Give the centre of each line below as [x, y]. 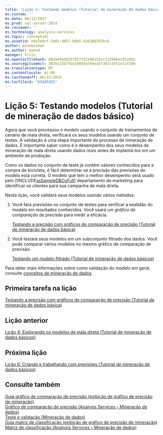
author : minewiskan [25, 46]
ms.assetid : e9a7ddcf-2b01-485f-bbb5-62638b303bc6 [57, 41]
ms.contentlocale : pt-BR [30, 73]
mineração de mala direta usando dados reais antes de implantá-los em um [80, 150]
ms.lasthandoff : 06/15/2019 [33, 77]
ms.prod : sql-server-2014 [31, 23]
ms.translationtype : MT [29, 69]
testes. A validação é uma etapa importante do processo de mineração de [79, 140]
